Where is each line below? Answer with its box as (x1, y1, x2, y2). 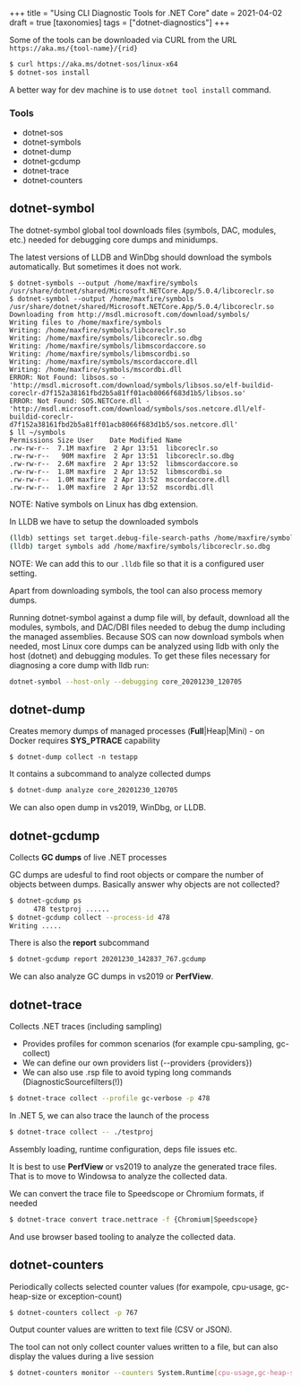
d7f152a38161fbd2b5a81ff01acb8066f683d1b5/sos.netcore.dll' (9, 419, 239, 429)
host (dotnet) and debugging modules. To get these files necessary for (9, 650, 271, 661)
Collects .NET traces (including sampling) (9, 1021, 163, 1032)
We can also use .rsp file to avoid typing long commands (21, 1067, 232, 1078)
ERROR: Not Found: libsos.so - (9, 373, 126, 382)
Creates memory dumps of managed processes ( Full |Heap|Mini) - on (9, 726, 265, 737)
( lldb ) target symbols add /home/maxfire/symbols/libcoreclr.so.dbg (9, 542, 271, 551)
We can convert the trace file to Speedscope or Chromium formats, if (9, 1187, 264, 1198)
